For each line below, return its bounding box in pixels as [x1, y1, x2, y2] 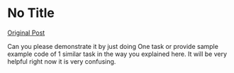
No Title [7, 5, 55, 21]
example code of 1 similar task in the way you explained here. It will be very [7, 50, 228, 58]
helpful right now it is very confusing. [7, 57, 116, 65]
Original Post [7, 28, 45, 37]
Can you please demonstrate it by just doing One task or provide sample [7, 42, 218, 50]
